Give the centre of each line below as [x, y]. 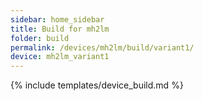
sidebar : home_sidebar [57, 19]
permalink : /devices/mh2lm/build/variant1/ [102, 47]
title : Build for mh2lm [60, 29]
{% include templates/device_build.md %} [97, 85]
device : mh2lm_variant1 [60, 57]
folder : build [40, 38]
